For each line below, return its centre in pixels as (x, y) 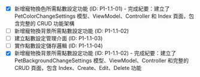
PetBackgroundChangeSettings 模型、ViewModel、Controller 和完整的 (101, 60)
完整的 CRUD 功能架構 (47, 24)
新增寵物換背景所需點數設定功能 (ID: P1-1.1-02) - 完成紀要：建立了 (95, 53)
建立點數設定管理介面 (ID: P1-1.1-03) (58, 38)
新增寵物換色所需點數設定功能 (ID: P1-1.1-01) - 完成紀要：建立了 (92, 9)
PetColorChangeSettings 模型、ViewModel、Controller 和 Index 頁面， (101, 16)
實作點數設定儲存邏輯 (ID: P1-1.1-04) (58, 46)
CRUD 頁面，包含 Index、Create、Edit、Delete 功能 (78, 68)
